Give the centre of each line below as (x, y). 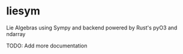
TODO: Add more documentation (47, 46)
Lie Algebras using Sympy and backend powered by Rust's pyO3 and (92, 28)
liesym (23, 11)
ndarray (16, 34)
